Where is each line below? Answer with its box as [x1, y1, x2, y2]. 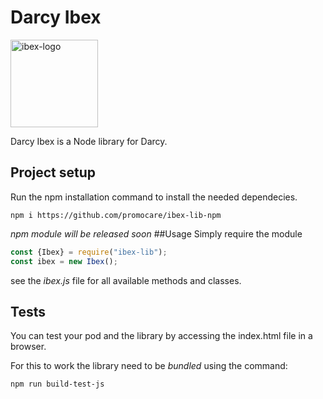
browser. [10, 341, 47, 353]
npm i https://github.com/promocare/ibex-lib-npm [10, 210, 222, 220]
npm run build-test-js [10, 379, 105, 390]
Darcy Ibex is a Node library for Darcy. [10, 135, 168, 147]
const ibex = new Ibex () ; [10, 256, 118, 266]
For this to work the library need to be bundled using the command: [10, 360, 288, 372]
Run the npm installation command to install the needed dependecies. [10, 191, 298, 203]
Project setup [10, 164, 97, 181]
